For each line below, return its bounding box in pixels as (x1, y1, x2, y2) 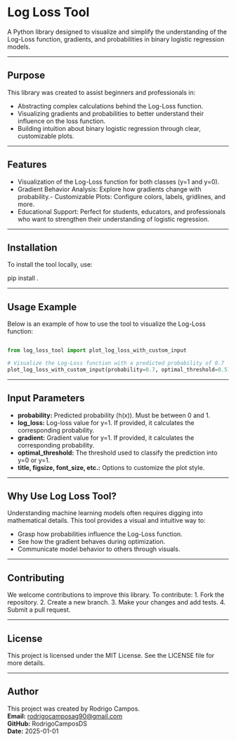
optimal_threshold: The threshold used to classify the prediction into (17, 448, 218, 457)
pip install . (7, 274, 39, 282)
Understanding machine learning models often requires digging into (7, 509, 204, 517)
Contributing (7, 571, 65, 584)
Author (7, 685, 39, 697)
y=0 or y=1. (17, 455, 51, 464)
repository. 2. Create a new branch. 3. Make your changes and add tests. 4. (7, 598, 226, 607)
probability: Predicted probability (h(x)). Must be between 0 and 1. (17, 411, 211, 419)
